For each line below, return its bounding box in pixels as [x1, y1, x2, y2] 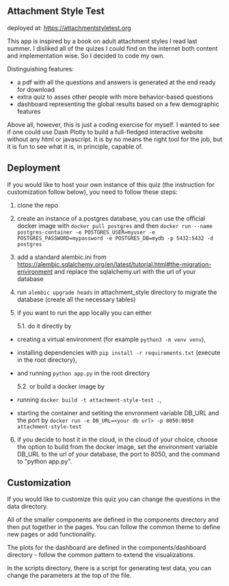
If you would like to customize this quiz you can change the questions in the [7, 495, 221, 503]
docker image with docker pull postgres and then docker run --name [16, 221, 213, 230]
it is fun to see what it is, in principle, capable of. [7, 142, 144, 150]
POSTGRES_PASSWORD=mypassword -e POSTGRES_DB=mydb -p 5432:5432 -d [16, 234, 213, 242]
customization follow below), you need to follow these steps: [7, 188, 178, 196]
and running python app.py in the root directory [16, 369, 150, 377]
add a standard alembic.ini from [16, 253, 107, 261]
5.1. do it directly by [16, 321, 72, 330]
